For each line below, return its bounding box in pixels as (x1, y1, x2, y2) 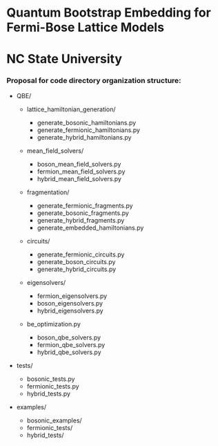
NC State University (6, 51, 122, 67)
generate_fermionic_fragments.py (37, 201, 133, 210)
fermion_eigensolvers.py (37, 292, 108, 300)
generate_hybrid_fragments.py (37, 216, 125, 224)
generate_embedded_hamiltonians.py (37, 223, 144, 232)
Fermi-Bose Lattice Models (6, 19, 165, 35)
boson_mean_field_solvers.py (37, 160, 121, 168)
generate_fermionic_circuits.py (37, 250, 125, 259)
